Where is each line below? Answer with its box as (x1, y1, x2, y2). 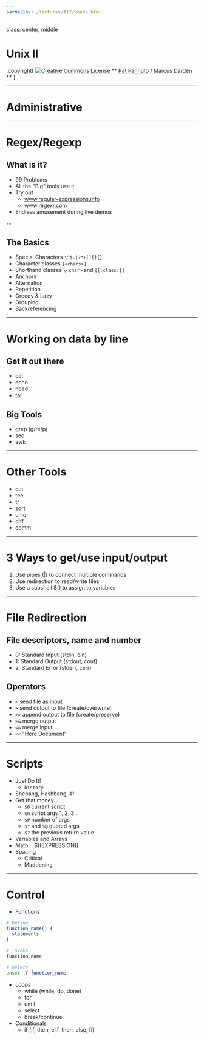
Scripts (6, 757, 44, 771)
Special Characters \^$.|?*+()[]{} (15, 253, 103, 261)
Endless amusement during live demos (15, 208, 112, 216)
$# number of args (24, 816, 70, 823)
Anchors (15, 273, 37, 280)
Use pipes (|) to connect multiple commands (15, 571, 127, 578)
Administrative (6, 100, 83, 114)
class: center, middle (6, 26, 58, 33)
